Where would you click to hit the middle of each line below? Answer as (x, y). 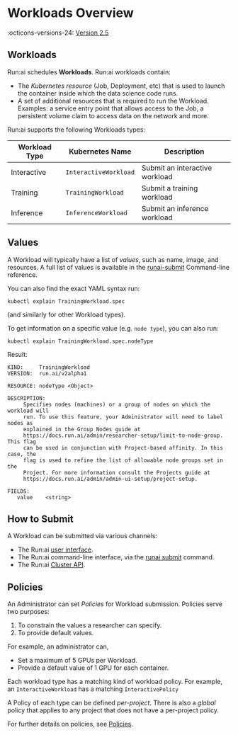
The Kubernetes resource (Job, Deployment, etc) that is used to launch (121, 86)
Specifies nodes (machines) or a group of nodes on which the (117, 404)
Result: (17, 354)
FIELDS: (19, 491)
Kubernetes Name (100, 152)
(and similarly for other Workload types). (67, 314)
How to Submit (41, 519)
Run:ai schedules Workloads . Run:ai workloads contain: (89, 72)
